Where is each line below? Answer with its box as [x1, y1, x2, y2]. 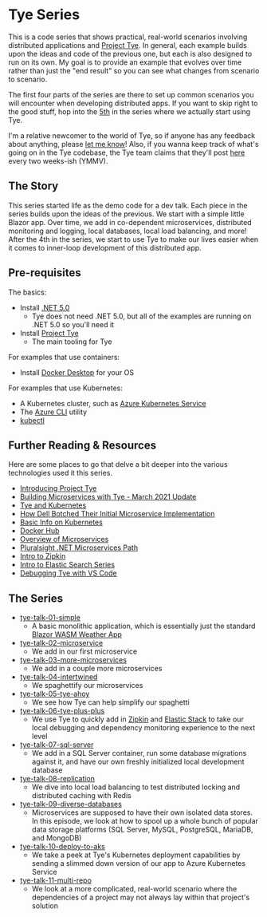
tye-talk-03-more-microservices [19, 655, 128, 665]
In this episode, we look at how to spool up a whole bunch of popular [31, 816, 259, 826]
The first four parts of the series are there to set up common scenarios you [8, 89, 254, 99]
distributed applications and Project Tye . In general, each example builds [8, 40, 247, 49]
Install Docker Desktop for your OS [19, 367, 134, 377]
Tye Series [8, 6, 80, 24]
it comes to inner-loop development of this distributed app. [8, 243, 202, 252]
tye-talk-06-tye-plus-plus [19, 706, 105, 716]
